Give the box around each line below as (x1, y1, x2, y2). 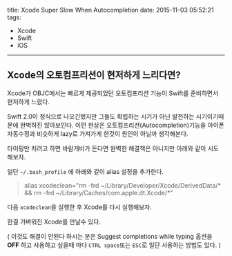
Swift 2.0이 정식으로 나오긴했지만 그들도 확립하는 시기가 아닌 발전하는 (7, 112, 195, 120)
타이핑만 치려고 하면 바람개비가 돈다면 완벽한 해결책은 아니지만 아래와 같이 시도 (7, 144, 220, 152)
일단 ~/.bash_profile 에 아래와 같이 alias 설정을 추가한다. (7, 167, 164, 175)
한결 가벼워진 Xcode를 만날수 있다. (7, 217, 101, 226)
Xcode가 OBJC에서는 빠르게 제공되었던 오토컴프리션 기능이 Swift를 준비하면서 (7, 89, 219, 97)
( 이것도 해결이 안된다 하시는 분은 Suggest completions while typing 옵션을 (7, 232, 213, 240)
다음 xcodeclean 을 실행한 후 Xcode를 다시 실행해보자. (7, 203, 152, 211)
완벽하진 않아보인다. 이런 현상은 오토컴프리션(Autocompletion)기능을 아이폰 (19, 121, 224, 129)
